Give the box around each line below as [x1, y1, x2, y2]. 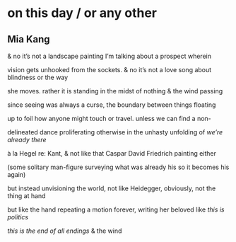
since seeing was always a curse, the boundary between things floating [7, 100, 216, 109]
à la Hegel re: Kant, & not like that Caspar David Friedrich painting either [7, 149, 217, 157]
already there [7, 136, 47, 144]
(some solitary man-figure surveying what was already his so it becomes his [7, 163, 230, 171]
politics [7, 213, 29, 221]
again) [7, 171, 26, 178]
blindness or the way [7, 73, 69, 81]
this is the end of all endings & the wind [7, 226, 122, 235]
